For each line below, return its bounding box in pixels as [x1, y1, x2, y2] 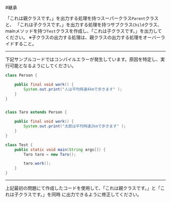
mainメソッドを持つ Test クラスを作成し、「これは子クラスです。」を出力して [5, 28, 162, 34]
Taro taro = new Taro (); [23, 152, 76, 157]
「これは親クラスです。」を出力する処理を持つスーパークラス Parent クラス [5, 15, 159, 21]
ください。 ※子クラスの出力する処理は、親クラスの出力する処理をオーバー [5, 35, 161, 40]
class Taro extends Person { [5, 110, 67, 115]
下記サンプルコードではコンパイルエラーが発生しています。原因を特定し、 [5, 56, 161, 62]
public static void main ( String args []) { [14, 147, 106, 152]
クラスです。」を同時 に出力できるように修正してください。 [18, 191, 142, 197]
